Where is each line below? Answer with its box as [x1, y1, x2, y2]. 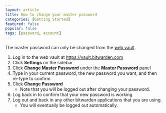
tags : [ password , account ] [5, 31, 61, 36]
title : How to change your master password [5, 12, 97, 17]
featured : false [5, 21, 39, 27]
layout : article [5, 7, 39, 13]
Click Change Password [12, 81, 63, 87]
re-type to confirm [12, 76, 51, 81]
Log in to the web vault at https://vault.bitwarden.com [12, 54, 123, 60]
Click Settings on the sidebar [12, 60, 73, 65]
